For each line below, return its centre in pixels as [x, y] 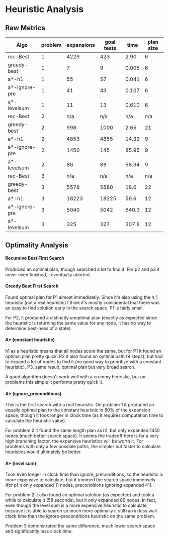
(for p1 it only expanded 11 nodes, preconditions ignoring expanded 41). [79, 485]
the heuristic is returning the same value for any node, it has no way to [78, 323]
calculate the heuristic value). [36, 421]
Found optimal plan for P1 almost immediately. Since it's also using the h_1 [81, 297]
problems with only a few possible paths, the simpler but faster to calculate [83, 447]
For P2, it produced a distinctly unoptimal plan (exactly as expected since [81, 317]
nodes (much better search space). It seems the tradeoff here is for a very [82, 436]
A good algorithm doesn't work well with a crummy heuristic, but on [75, 377]
